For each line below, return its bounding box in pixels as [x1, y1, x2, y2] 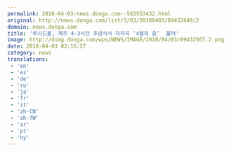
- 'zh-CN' [10, 108, 39, 115]
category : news [7, 50, 52, 57]
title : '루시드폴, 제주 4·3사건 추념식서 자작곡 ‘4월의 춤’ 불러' [7, 29, 179, 37]
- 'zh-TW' [10, 114, 39, 121]
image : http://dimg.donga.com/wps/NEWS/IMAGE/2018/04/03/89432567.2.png [7, 36, 225, 43]
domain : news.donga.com [7, 23, 77, 30]
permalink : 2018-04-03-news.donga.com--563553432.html [7, 10, 171, 18]
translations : [7, 56, 49, 63]
